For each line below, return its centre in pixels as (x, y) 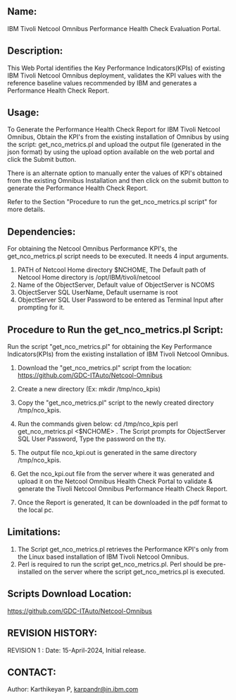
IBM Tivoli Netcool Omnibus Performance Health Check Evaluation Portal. (114, 28)
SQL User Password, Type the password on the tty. (92, 439)
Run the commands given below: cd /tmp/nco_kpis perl (98, 424)
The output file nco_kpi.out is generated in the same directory (107, 453)
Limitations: (34, 532)
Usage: (24, 113)
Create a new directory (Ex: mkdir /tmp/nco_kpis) (89, 389)
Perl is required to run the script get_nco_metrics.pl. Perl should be (114, 564)
